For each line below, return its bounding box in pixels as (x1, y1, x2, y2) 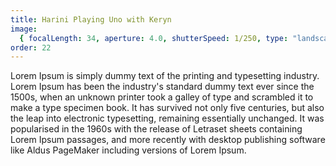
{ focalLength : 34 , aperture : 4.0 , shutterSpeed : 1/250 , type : (19, 33, 289, 43)
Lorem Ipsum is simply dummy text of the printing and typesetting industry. (10, 70, 320, 82)
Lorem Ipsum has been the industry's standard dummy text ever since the (10, 81, 315, 93)
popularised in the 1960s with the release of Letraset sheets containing (10, 123, 303, 135)
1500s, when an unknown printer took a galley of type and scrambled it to (10, 91, 314, 103)
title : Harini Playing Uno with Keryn (10, 14, 172, 25)
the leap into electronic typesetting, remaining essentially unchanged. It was (10, 112, 325, 125)
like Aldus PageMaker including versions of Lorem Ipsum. (10, 144, 247, 156)
